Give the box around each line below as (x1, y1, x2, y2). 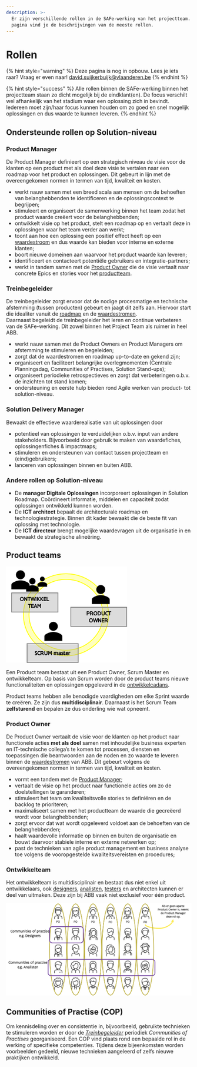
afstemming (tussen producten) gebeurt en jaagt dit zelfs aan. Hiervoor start (6, 304, 191, 312)
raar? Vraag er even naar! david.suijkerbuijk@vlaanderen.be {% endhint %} (6, 74, 188, 81)
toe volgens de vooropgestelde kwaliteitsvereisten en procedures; (14, 851, 175, 858)
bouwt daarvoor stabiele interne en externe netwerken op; (14, 839, 156, 845)
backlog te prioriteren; (14, 801, 69, 808)
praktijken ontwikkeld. (6, 1054, 59, 1061)
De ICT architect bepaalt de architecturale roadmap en (14, 508, 148, 515)
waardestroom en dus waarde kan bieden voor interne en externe (14, 238, 174, 246)
